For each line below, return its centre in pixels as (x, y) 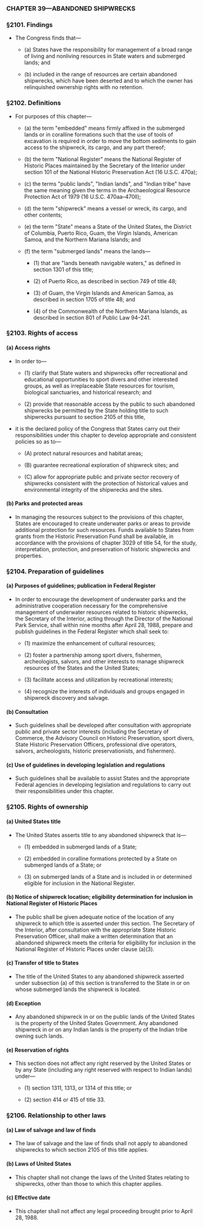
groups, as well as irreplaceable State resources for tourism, (99, 386)
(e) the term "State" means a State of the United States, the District (108, 226)
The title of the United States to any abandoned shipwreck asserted (99, 976)
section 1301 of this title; (63, 269)
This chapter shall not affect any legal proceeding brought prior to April (104, 1211)
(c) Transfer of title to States (42, 963)
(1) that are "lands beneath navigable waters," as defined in (107, 263)
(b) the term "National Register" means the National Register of (103, 159)
